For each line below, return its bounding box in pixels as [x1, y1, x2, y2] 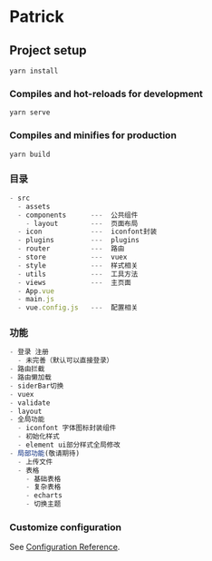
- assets [17, 202, 51, 211]
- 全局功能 [9, 415, 45, 424]
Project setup [9, 43, 88, 58]
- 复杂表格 [25, 483, 62, 492]
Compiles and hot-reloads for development [9, 87, 204, 100]
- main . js [17, 295, 54, 304]
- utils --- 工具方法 [17, 270, 139, 279]
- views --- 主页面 [17, 278, 131, 287]
